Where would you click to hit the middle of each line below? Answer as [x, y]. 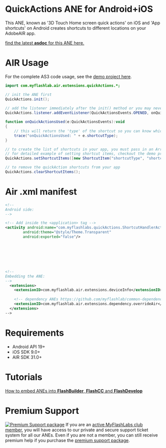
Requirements [35, 333]
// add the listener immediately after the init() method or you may [78, 108]
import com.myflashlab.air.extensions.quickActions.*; [63, 86]
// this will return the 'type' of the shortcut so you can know [83, 131]
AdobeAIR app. [21, 33]
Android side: [20, 209]
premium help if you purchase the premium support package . [67, 440]
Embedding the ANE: [25, 276]
